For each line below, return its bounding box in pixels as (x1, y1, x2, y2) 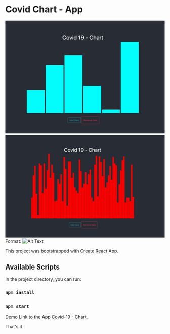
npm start (5, 303, 29, 309)
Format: (5, 238, 22, 244)
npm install (5, 289, 35, 295)
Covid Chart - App (5, 4, 83, 15)
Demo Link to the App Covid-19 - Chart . (5, 314, 88, 320)
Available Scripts (5, 262, 60, 271)
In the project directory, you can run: (5, 276, 81, 282)
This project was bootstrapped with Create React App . (5, 248, 119, 254)
